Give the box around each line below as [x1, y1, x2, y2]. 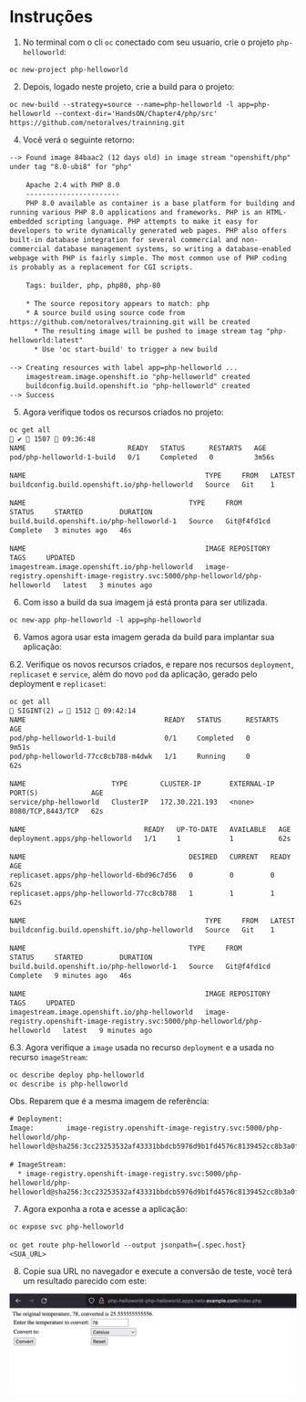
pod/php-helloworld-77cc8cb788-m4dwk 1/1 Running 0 [9, 752, 250, 761]
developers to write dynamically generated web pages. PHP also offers [9, 226, 287, 235]
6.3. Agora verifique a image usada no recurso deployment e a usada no [9, 1041, 275, 1052]
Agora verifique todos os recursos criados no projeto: [22, 406, 225, 417]
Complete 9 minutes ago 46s [9, 971, 132, 980]
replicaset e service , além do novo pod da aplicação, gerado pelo [9, 669, 258, 680]
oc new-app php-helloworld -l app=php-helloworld [9, 615, 202, 625]
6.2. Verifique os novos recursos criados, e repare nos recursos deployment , [9, 659, 294, 669]
